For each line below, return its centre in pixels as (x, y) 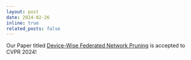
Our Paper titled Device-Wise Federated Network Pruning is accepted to (96, 46)
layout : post (23, 12)
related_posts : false (33, 28)
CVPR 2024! (22, 52)
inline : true (23, 23)
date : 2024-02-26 (28, 17)
